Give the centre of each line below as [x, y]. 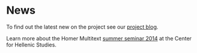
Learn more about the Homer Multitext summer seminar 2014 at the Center [99, 38]
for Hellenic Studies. [31, 45]
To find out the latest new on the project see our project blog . [82, 27]
